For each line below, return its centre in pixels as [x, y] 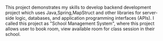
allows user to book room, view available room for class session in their [80, 29]
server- [150, 13]
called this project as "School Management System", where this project [80, 23]
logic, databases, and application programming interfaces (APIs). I [85, 18]
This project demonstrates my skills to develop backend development [78, 7]
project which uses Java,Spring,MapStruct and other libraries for [73, 13]
